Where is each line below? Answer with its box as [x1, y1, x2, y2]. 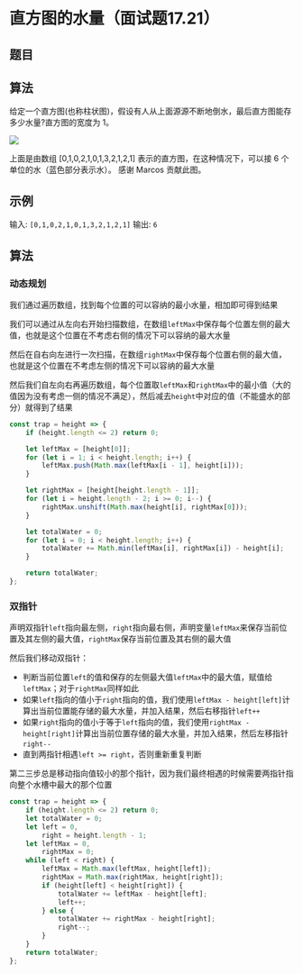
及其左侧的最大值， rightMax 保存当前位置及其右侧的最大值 [16, 633, 232, 644]
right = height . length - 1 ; [41, 831, 147, 840]
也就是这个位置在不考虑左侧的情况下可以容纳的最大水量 [9, 360, 215, 370]
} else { [41, 906, 75, 915]
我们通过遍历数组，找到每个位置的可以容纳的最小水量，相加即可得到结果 [9, 299, 278, 310]
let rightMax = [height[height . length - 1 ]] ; [25, 486, 200, 496]
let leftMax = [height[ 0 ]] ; [25, 444, 131, 453]
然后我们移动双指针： [9, 652, 88, 663]
